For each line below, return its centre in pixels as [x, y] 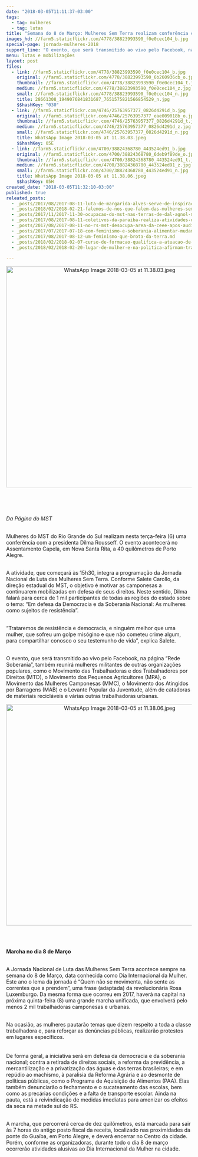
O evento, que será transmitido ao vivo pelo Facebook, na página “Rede [93, 658]
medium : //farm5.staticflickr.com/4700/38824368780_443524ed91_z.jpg [104, 165]
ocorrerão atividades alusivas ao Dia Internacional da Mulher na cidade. [93, 1149]
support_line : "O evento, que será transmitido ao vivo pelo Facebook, [96, 50]
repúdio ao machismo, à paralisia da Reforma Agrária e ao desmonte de [93, 1075]
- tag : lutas [27, 28]
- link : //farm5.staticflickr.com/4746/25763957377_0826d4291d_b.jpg [98, 110]
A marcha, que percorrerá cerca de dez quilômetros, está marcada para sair [98, 1124]
